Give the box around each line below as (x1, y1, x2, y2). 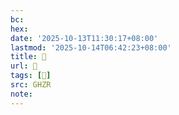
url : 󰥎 (10, 61, 38, 71)
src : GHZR (10, 80, 52, 90)
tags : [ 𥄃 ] (10, 71, 52, 81)
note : (10, 89, 33, 99)
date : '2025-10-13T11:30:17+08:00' (10, 33, 159, 43)
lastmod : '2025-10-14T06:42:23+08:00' (10, 42, 172, 53)
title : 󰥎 (10, 52, 47, 62)
